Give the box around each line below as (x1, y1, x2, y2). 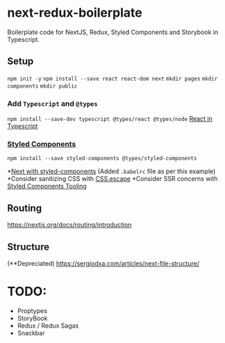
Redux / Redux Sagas (17, 321, 79, 330)
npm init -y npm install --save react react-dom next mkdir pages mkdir (7, 75, 218, 82)
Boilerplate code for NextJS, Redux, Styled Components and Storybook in (7, 28, 219, 36)
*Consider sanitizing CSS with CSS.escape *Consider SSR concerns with (7, 175, 218, 183)
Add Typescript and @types (7, 99, 99, 109)
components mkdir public (7, 82, 78, 90)
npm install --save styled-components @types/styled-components (7, 155, 197, 162)
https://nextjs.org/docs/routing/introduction (7, 221, 132, 229)
